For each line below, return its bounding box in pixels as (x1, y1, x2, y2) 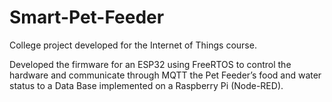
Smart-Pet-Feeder (9, 6, 165, 29)
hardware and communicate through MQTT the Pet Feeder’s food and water (9, 69, 322, 81)
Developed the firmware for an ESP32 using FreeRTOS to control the (9, 58, 292, 70)
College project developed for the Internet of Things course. (9, 39, 257, 51)
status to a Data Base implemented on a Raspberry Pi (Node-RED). (9, 79, 284, 91)
